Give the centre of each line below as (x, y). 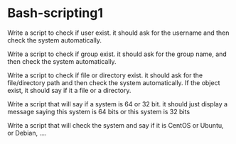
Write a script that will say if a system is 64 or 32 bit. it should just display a (118, 104)
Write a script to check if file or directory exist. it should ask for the (105, 75)
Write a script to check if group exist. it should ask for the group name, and (117, 54)
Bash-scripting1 (55, 13)
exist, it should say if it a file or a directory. (69, 90)
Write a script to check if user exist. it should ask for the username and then (118, 33)
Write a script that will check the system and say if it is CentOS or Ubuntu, (116, 125)
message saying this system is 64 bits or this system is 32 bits (99, 111)
